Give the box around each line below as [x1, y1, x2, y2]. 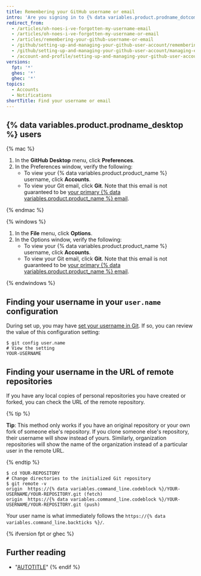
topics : [6, 81, 26, 87]
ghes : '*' [11, 70, 36, 76]
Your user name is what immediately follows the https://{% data [6, 513, 166, 520]
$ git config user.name [6, 340, 66, 346]
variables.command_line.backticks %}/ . [6, 519, 105, 526]
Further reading [6, 547, 66, 557]
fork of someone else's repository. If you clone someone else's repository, [6, 428, 190, 435]
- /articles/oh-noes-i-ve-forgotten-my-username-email [11, 25, 151, 32]
